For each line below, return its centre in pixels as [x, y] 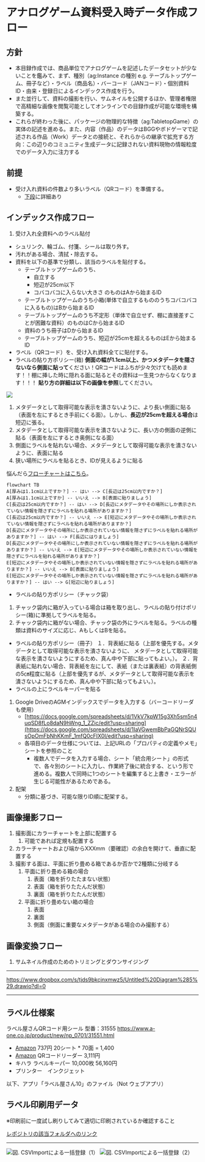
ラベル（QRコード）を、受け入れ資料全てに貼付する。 [83, 352]
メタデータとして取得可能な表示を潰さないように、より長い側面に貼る [103, 407]
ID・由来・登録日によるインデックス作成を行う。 [76, 91]
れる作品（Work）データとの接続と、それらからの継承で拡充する [107, 137]
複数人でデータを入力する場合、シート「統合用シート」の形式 [111, 758]
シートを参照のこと [49, 751]
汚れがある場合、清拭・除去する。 [58, 254]
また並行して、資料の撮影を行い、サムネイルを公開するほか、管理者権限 [106, 99]
